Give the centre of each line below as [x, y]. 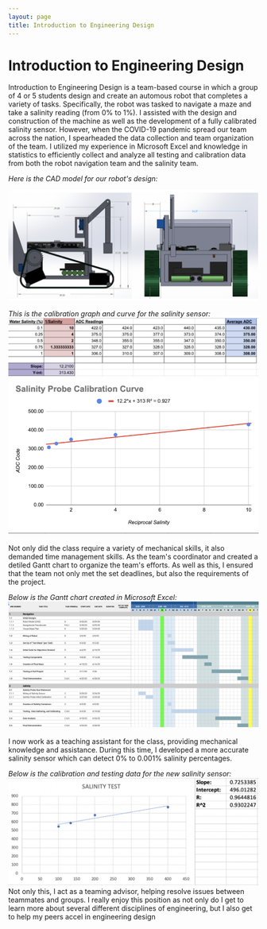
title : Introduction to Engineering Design [81, 25]
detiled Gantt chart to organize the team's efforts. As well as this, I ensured [131, 565]
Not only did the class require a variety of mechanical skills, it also [116, 548]
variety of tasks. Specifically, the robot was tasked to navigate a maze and [130, 104]
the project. [27, 582]
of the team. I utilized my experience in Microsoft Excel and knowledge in [128, 146]
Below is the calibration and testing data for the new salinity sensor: [120, 774]
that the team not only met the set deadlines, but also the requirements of [128, 573]
